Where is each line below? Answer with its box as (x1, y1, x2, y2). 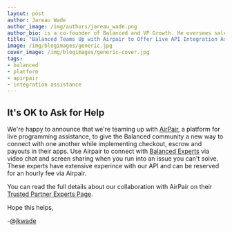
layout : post (7, 10, 45, 17)
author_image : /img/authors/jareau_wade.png (7, 23, 137, 30)
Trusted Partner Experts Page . (7, 190, 93, 198)
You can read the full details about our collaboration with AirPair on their (7, 183, 213, 191)
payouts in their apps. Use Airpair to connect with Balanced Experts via (7, 147, 210, 156)
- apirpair (7, 74, 39, 82)
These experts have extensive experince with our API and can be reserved (7, 162, 220, 170)
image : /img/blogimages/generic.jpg (7, 42, 113, 49)
